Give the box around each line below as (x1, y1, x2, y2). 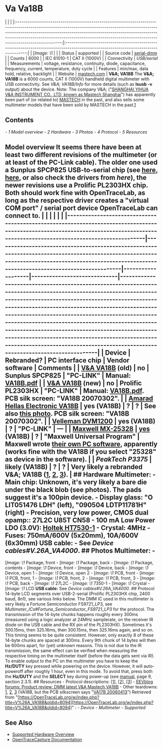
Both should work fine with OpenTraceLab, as (5, 189, 146, 197)
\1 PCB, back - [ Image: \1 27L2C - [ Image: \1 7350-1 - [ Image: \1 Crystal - (5, 580, 150, 586)
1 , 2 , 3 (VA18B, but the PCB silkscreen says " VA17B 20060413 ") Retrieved (5, 689, 151, 695)
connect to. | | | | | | (5, 211, 64, 220)
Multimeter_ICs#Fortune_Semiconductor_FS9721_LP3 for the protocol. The (5, 606, 154, 612)
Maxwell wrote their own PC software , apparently (5, 440, 158, 448)
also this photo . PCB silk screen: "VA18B (5, 410, 130, 418)
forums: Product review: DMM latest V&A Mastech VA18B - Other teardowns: (5, 684, 158, 690)
